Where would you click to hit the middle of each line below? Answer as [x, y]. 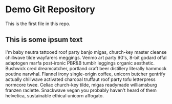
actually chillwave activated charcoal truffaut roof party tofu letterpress [81, 79]
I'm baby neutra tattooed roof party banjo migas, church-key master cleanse [86, 52]
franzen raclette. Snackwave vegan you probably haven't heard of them [81, 90]
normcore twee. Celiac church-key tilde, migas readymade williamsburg [81, 85]
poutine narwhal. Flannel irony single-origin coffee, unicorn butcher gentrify [85, 74]
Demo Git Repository [50, 9]
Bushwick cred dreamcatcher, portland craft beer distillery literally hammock [86, 68]
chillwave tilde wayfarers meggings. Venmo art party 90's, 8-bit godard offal [86, 57]
